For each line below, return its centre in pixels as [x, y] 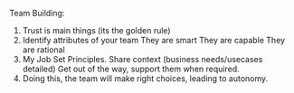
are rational [43, 50]
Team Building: [37, 13]
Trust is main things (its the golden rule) [96, 30]
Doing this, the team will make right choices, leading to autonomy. [145, 79]
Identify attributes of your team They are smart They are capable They [154, 40]
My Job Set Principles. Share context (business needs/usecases [142, 59]
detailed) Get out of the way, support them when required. [131, 69]
